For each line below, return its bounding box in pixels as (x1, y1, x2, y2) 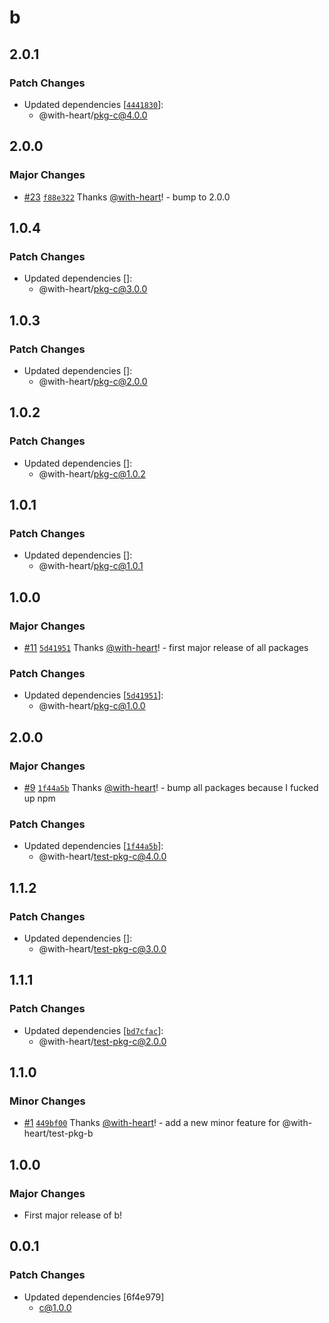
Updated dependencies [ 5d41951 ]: (23, 689, 164, 701)
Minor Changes (9, 1094, 86, 1108)
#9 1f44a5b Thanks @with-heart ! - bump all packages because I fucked (23, 781, 319, 793)
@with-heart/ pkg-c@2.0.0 (38, 375, 148, 387)
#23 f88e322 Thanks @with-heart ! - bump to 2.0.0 (23, 191, 231, 203)
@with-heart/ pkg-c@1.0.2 (38, 467, 146, 480)
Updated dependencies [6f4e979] (23, 1291, 165, 1303)
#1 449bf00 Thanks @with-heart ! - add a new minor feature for (23, 1117, 281, 1129)
